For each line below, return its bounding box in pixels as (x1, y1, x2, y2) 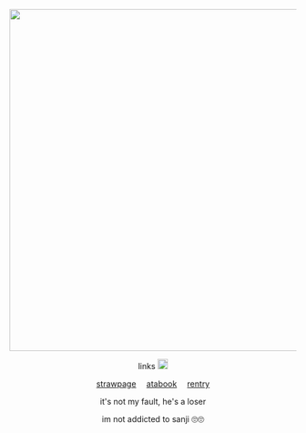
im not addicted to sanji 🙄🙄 (101, 414, 205, 424)
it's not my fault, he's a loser (99, 397, 207, 407)
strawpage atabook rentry (96, 378, 210, 389)
